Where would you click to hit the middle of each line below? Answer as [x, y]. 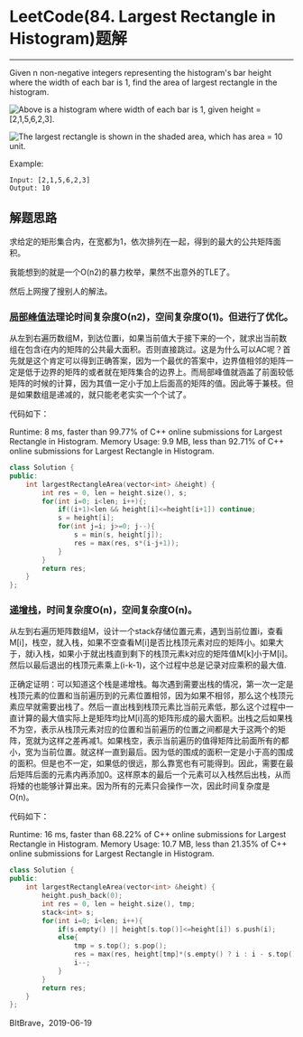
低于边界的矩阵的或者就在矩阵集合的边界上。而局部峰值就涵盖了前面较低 [159, 372]
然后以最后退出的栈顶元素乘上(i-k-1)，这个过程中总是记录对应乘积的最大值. [148, 665]
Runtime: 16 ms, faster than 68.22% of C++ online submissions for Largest [148, 835]
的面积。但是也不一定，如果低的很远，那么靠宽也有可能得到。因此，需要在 [147, 763]
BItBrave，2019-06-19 [51, 1023]
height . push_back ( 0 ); [83, 896]
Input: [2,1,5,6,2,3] [50, 180]
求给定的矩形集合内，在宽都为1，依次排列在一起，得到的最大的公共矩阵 [141, 241]
